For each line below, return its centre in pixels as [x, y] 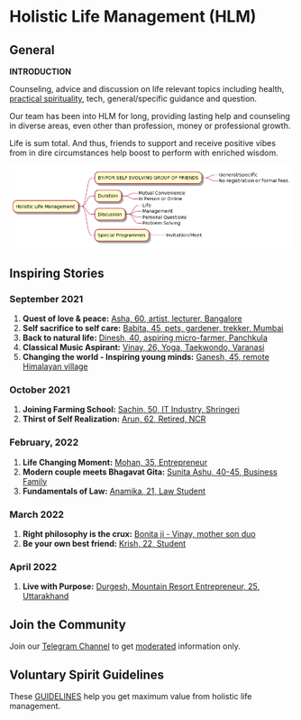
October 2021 [40, 390]
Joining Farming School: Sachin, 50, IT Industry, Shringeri [131, 410]
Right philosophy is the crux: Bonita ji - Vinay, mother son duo [139, 534]
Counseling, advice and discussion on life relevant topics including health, [147, 89]
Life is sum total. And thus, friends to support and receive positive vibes [143, 143]
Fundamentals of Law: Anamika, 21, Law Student [114, 491]
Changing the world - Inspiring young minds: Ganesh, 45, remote [146, 357]
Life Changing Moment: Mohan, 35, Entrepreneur [115, 462]
